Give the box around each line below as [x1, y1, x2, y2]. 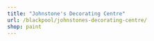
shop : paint [7, 23, 42, 30]
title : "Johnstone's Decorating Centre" [7, 10, 126, 17]
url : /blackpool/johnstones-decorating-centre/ [7, 17, 148, 24]
